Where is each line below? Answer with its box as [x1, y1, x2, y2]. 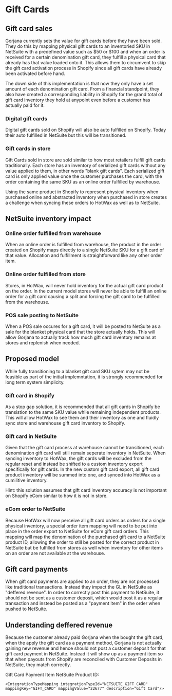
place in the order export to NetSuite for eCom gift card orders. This [5, 528, 149, 534]
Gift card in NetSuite [5, 433, 57, 440]
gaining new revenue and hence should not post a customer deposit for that [5, 645, 166, 651]
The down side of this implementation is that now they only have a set [5, 81, 153, 86]
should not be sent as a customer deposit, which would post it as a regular [5, 595, 163, 601]
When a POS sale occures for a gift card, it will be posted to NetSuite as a [5, 323, 161, 329]
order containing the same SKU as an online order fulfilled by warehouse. [5, 178, 161, 185]
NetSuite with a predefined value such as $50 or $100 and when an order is [5, 49, 165, 54]
